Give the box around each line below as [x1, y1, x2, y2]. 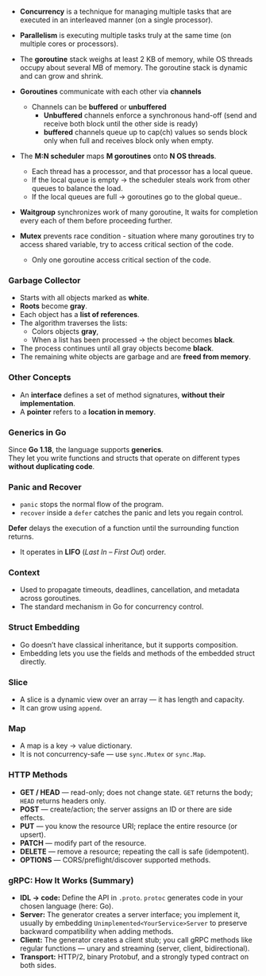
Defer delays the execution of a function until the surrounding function [8, 524, 240, 533]
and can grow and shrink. [19, 72, 103, 80]
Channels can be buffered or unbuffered [31, 103, 167, 111]
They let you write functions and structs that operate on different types [8, 453, 241, 463]
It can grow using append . [19, 703, 102, 713]
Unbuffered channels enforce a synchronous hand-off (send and [43, 110, 257, 120]
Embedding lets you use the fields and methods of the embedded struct [19, 648, 256, 658]
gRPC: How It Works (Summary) [8, 874, 134, 885]
